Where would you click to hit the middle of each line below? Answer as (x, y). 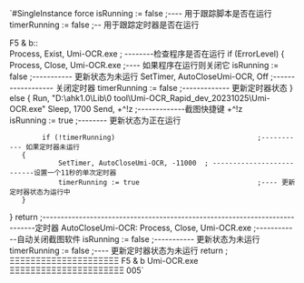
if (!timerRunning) (79, 137)
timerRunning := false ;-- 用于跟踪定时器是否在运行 (104, 25)
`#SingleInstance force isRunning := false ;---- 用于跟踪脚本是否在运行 (141, 13)
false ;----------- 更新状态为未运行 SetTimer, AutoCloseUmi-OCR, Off (139, 76)
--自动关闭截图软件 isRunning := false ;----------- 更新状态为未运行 (135, 239)
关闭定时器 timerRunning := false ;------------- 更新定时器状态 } (174, 88)
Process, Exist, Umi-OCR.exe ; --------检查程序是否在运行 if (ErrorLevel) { (147, 54)
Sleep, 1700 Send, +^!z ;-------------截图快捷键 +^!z (145, 109)
